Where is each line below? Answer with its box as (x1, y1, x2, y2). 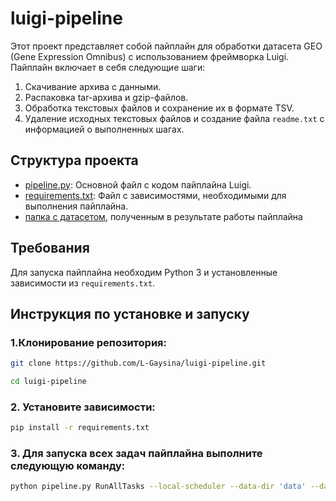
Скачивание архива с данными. (24, 80, 162, 92)
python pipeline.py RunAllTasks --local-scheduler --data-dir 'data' (10, 482, 307, 492)
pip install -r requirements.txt (10, 423, 150, 433)
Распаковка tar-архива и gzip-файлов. (24, 91, 189, 103)
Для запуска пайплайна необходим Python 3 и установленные (10, 266, 278, 278)
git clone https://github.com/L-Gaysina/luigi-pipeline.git (10, 358, 267, 369)
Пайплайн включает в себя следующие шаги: (10, 61, 206, 73)
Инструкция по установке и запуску (10, 305, 250, 322)
